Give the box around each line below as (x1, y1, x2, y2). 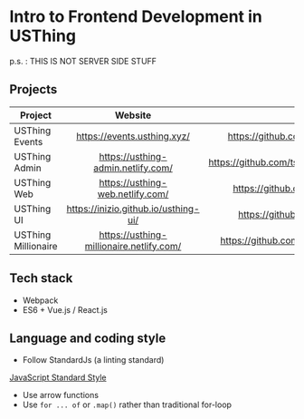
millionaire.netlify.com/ (84, 239, 182, 252)
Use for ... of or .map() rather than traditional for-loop (22, 399, 233, 410)
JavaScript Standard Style (9, 372, 107, 383)
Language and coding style (9, 330, 166, 346)
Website (114, 109, 152, 122)
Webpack (22, 295, 59, 306)
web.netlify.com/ (97, 188, 169, 200)
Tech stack (9, 270, 73, 287)
